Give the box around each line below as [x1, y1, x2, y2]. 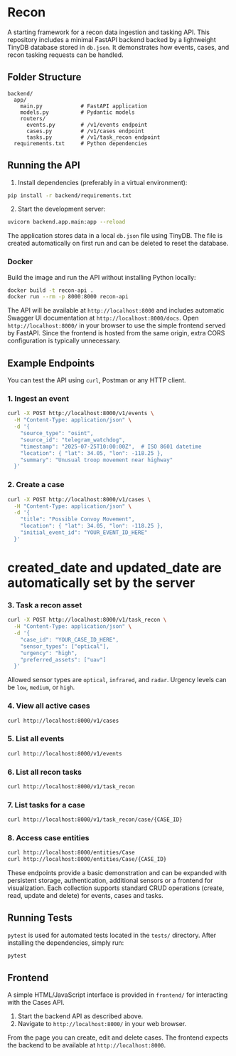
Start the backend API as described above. [17, 1012, 144, 1020]
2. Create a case [7, 480, 65, 490]
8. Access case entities [7, 832, 90, 842]
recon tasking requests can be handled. [7, 51, 124, 59]
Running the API [7, 160, 80, 172]
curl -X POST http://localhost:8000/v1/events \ [7, 410, 154, 417]
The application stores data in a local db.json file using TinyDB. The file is [7, 231, 222, 240]
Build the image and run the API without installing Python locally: [7, 273, 196, 281]
